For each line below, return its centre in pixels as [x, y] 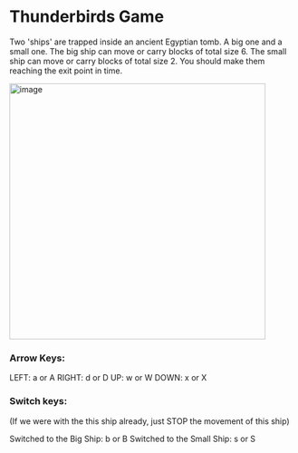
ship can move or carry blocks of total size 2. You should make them [137, 61]
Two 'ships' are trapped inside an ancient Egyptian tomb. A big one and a [146, 42]
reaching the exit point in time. [66, 71]
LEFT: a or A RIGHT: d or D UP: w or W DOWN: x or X [108, 378]
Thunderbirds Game [87, 17]
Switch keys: [38, 401]
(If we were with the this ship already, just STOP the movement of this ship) [149, 421]
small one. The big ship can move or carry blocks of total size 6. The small [148, 51]
